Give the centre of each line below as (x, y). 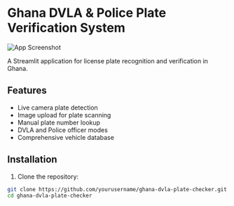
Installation (32, 160)
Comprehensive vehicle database (66, 137)
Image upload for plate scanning (64, 115)
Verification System (67, 28)
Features (27, 90)
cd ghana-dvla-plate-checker (50, 196)
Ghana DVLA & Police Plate (87, 13)
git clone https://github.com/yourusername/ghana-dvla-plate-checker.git (117, 189)
